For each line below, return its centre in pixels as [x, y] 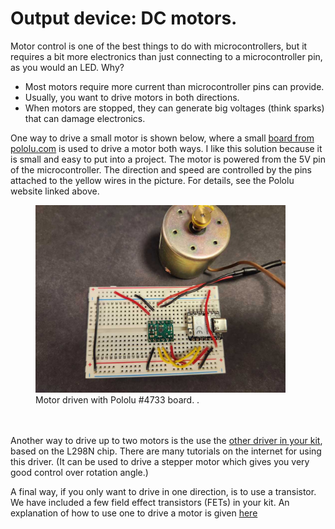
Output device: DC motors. [124, 18]
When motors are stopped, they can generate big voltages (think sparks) [174, 108]
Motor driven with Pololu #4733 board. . [117, 399]
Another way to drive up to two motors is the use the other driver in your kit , [166, 440]
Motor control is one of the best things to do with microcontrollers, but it [159, 46]
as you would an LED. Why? [67, 67]
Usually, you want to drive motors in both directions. [132, 97]
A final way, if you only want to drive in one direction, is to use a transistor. [163, 491]
